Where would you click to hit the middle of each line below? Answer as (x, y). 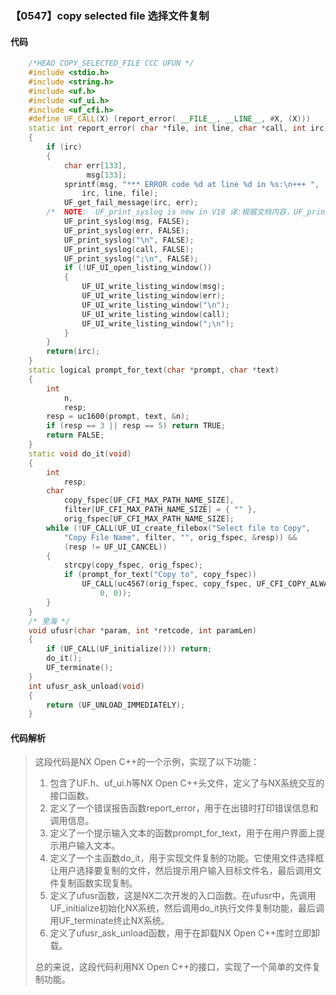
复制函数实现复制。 (98, 883)
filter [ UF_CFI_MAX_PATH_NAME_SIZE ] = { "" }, (160, 510)
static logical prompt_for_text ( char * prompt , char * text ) (154, 370)
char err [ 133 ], (95, 165)
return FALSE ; (75, 435)
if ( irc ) (64, 147)
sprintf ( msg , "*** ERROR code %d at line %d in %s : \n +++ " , (191, 184)
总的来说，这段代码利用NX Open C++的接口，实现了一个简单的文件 (173, 967)
